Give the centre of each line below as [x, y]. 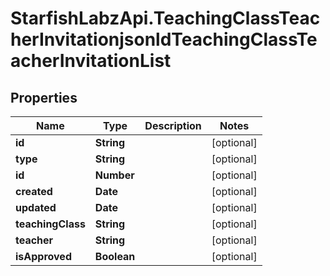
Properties [44, 97]
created [34, 191]
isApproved [43, 256]
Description [173, 125]
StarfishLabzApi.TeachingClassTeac [165, 18]
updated [36, 207]
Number [114, 175]
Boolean [115, 256]
